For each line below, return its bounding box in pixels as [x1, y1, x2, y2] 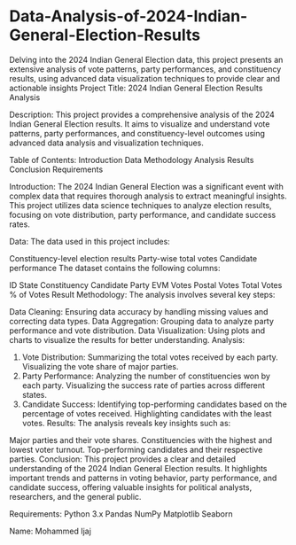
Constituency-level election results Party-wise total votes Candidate [9, 253, 258, 263]
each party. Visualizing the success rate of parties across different [21, 379, 266, 391]
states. [21, 389, 47, 400]
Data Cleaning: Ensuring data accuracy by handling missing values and [9, 306, 269, 316]
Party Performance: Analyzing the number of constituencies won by [21, 370, 270, 381]
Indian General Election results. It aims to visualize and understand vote [9, 118, 270, 129]
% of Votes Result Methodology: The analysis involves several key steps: [9, 289, 276, 300]
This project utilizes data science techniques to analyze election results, [9, 199, 272, 210]
